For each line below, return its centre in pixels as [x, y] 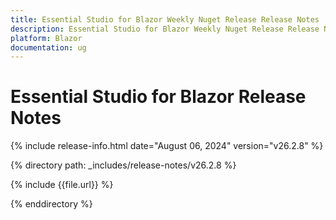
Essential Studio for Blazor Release [158, 97]
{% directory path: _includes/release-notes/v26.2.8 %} [123, 165]
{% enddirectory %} [51, 204]
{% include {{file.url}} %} [62, 185]
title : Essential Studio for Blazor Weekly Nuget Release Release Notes [165, 19]
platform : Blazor [46, 38]
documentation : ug [48, 47]
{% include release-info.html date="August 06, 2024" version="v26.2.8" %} [167, 146]
